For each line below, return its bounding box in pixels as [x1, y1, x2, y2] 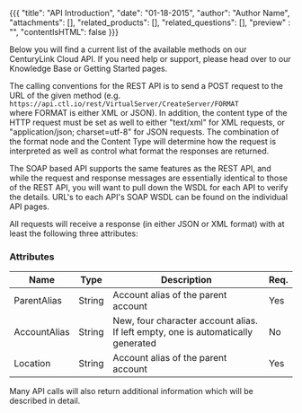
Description [160, 274, 213, 286]
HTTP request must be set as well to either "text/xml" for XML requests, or [9, 117, 286, 127]
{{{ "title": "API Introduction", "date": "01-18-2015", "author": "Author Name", [9, 8, 290, 18]
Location [13, 357, 51, 370]
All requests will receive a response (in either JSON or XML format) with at [9, 219, 285, 229]
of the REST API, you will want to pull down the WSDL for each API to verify [9, 182, 289, 192]
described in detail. [9, 395, 81, 407]
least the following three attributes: [9, 228, 139, 239]
